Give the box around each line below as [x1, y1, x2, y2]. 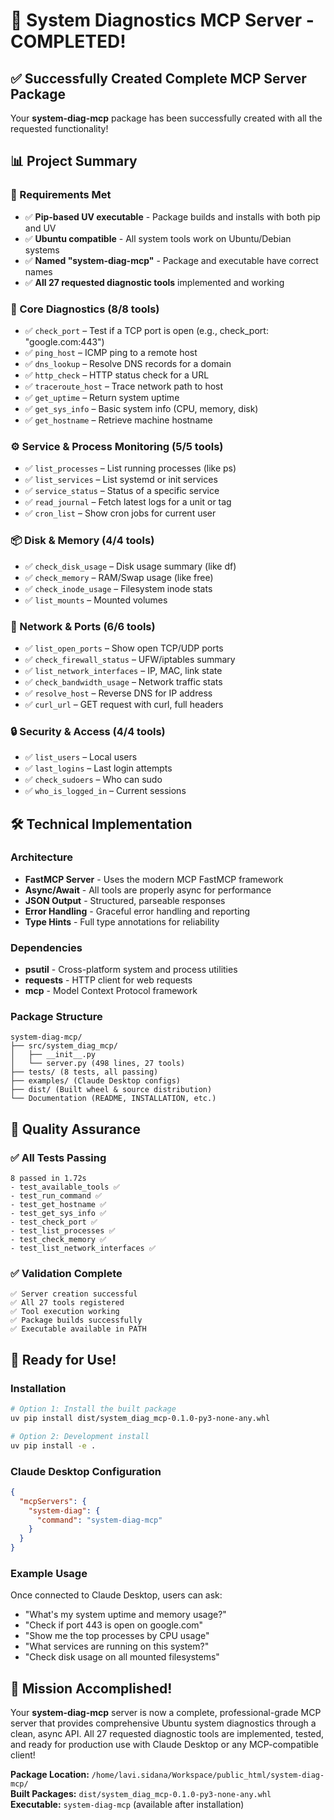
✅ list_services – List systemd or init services [24, 474, 218, 486]
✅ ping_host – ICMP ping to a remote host [24, 346, 198, 358]
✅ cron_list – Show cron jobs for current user [24, 507, 217, 519]
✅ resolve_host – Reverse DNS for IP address [24, 687, 213, 699]
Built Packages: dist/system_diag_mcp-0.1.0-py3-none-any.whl [10, 1788, 272, 1800]
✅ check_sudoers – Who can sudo [24, 774, 163, 786]
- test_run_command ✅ [10, 1191, 103, 1201]
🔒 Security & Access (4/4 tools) [10, 724, 166, 738]
